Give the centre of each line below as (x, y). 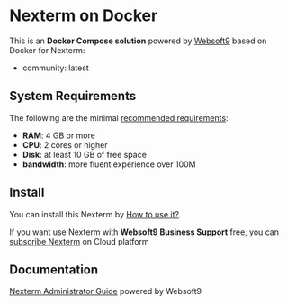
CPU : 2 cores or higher (65, 144)
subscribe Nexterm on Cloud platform (80, 241)
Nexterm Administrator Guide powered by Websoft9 (106, 291)
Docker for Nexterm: (47, 50)
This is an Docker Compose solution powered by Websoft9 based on (138, 41)
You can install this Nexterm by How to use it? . (95, 214)
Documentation (54, 269)
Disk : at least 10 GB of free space (84, 154)
